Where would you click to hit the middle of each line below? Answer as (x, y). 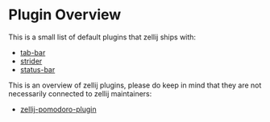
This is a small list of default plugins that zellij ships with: (102, 37)
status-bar (37, 69)
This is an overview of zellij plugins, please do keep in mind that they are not (135, 85)
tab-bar (33, 52)
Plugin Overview (65, 15)
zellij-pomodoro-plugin (58, 109)
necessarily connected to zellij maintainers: (80, 93)
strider (31, 61)
